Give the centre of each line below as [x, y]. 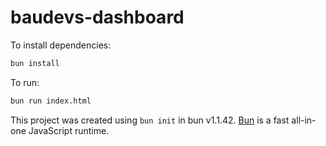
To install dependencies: [61, 45]
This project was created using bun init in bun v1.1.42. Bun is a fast [150, 120]
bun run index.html [51, 101]
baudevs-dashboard [97, 17]
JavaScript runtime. [69, 130]
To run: [25, 82]
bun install [35, 63]
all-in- [304, 120]
